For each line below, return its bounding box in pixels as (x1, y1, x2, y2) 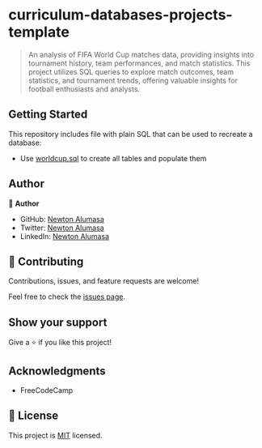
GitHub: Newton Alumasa (19, 214, 105, 224)
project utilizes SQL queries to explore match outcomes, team (27, 66, 235, 76)
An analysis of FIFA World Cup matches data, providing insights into (27, 49, 255, 59)
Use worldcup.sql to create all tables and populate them (19, 153, 207, 163)
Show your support (8, 315, 108, 329)
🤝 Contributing (8, 254, 84, 268)
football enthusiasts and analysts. (27, 83, 140, 94)
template (8, 23, 70, 41)
